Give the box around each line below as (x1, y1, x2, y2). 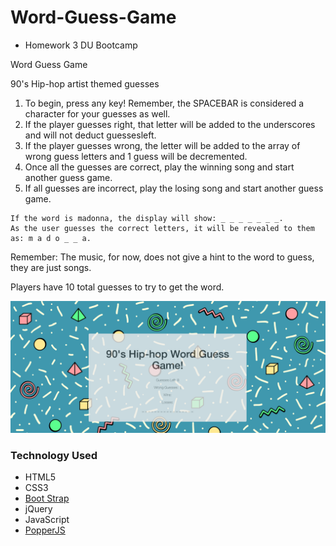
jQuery (24, 502, 53, 515)
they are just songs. (10, 261, 92, 273)
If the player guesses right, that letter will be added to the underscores (24, 118, 316, 130)
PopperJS (24, 524, 66, 536)
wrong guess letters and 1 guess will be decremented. (24, 150, 248, 162)
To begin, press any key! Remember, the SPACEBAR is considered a (24, 97, 305, 109)
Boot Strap (24, 492, 70, 504)
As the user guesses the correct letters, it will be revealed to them (10, 223, 315, 233)
